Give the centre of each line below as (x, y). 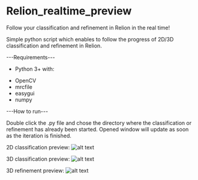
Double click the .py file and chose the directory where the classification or (99, 123)
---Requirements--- (31, 57)
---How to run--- (27, 111)
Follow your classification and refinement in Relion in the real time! (88, 28)
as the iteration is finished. (39, 136)
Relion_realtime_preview (69, 11)
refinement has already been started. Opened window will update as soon (97, 129)
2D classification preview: (38, 147)
